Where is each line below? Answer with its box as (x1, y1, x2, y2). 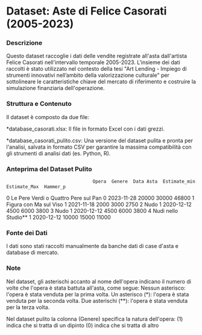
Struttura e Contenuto (6, 100, 72, 108)
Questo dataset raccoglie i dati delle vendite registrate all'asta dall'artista (6, 53, 188, 60)
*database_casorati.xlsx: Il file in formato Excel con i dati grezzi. (6, 125, 165, 132)
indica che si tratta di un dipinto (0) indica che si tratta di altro (6, 322, 159, 329)
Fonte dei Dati (6, 229, 48, 237)
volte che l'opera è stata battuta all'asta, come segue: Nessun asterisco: (6, 284, 186, 291)
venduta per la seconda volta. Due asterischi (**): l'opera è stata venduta (6, 297, 188, 304)
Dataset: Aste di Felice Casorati (6, 4, 167, 18)
